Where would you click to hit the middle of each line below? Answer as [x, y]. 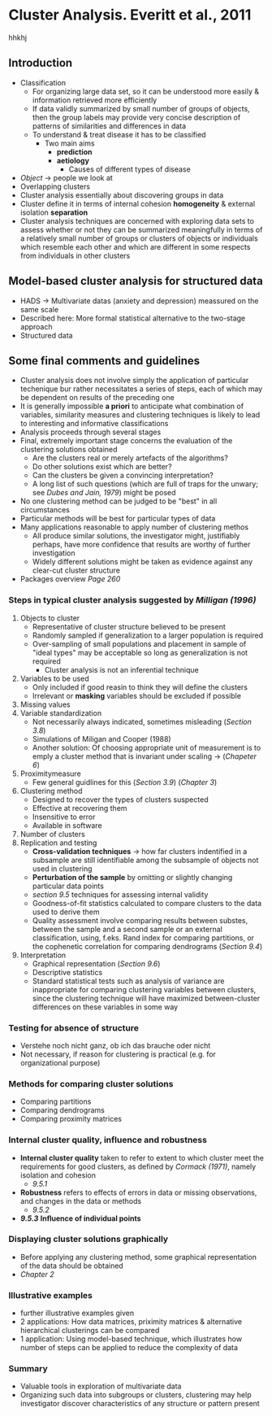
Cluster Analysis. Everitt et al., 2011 [130, 15]
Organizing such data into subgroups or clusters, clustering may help [136, 1395]
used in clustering [62, 869]
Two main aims [69, 143]
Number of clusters [52, 834]
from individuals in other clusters [75, 255]
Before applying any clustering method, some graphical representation [138, 1257]
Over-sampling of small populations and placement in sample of [139, 643]
